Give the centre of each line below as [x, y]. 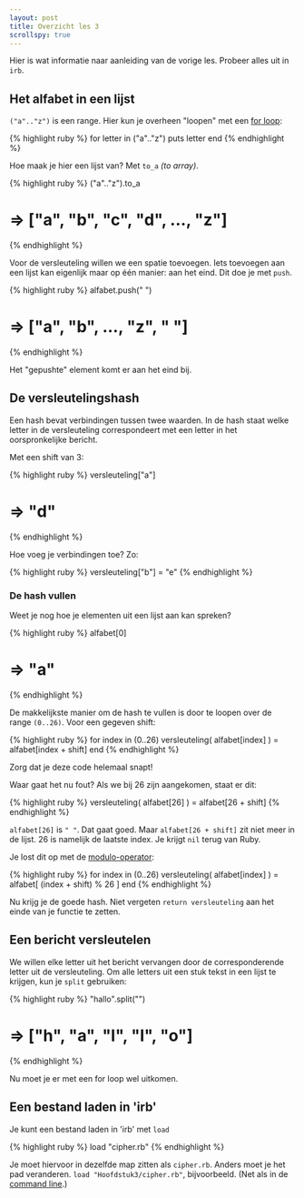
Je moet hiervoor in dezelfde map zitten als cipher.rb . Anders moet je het [147, 1164]
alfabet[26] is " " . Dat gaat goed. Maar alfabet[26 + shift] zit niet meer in [152, 830]
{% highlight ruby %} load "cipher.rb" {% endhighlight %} [117, 1146]
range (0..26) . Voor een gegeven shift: [83, 722]
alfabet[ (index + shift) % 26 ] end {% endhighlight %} [110, 884]
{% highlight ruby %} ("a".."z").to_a [75, 184]
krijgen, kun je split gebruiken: [68, 981]
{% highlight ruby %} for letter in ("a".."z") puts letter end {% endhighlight [147, 138]
